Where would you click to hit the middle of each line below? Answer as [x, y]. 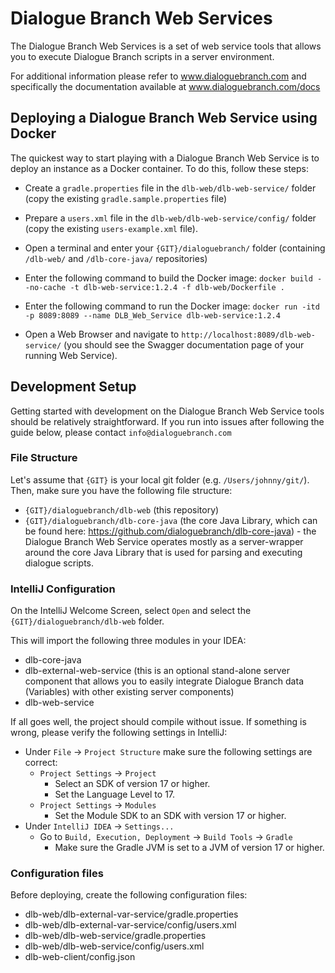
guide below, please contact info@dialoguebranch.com [121, 432]
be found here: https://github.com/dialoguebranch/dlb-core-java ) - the [170, 531]
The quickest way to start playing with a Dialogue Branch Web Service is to [165, 158]
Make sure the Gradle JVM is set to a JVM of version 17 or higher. [189, 848]
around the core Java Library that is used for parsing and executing [163, 552]
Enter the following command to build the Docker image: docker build [168, 278]
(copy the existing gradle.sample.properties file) [126, 198]
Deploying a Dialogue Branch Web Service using [164, 118]
